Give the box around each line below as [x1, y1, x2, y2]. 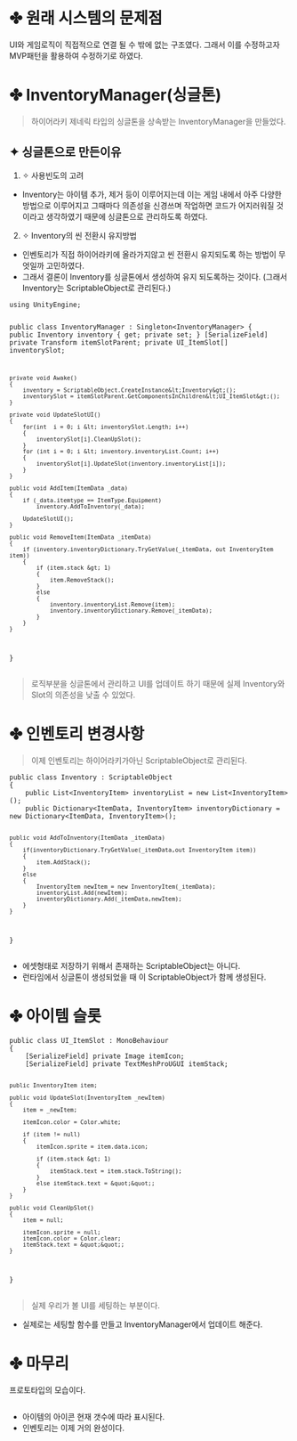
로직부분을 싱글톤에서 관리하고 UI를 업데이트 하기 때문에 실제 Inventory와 [30, 679, 285, 689]
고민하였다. [45, 260, 84, 271]
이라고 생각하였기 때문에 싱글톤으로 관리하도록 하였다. [21, 211, 208, 222]
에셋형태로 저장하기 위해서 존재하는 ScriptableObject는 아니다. [21, 960, 241, 971]
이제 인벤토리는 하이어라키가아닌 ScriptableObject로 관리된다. [30, 755, 247, 766]
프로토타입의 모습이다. [9, 1384, 86, 1395]
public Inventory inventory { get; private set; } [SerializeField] [9, 330, 269, 339]
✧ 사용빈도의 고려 [21, 170, 84, 181]
